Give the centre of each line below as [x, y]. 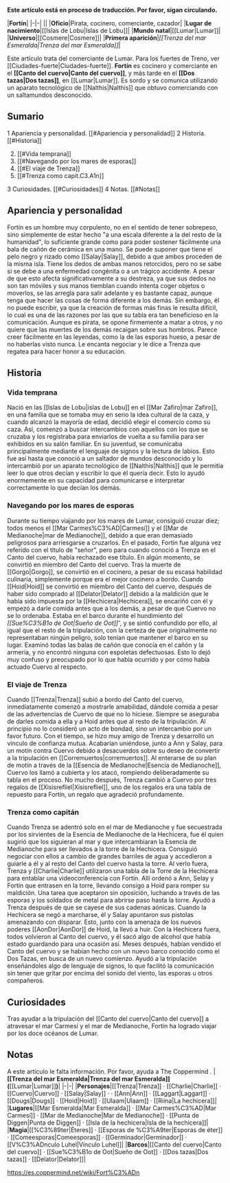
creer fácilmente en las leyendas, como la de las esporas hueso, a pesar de [114, 337]
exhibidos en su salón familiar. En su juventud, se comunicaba [95, 444]
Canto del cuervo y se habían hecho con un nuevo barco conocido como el [113, 951]
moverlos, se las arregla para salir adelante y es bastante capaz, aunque [110, 293]
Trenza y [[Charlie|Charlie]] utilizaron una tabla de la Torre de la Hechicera [113, 871]
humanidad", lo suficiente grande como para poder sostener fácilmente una [114, 242]
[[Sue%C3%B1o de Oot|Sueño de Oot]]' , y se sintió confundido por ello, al [112, 623]
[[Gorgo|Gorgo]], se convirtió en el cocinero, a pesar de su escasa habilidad [115, 572]
